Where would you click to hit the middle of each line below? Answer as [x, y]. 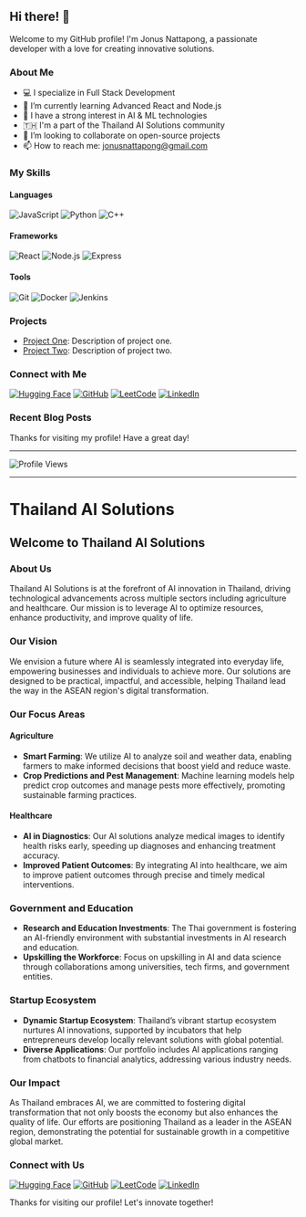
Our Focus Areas [47, 714]
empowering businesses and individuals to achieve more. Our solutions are [150, 671]
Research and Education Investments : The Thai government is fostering [159, 928]
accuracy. [41, 855]
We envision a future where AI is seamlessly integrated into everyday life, [147, 661]
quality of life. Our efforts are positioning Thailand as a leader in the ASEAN [151, 1122]
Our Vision [33, 642]
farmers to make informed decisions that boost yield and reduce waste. [157, 766]
